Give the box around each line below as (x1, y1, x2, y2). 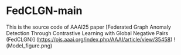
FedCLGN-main (6, 4, 83, 18)
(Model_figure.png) (6, 42, 53, 49)
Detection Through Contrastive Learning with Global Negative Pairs (6, 29, 169, 36)
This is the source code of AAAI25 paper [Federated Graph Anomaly (6, 23, 172, 30)
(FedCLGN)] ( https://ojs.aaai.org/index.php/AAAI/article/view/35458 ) (6, 36, 173, 43)
